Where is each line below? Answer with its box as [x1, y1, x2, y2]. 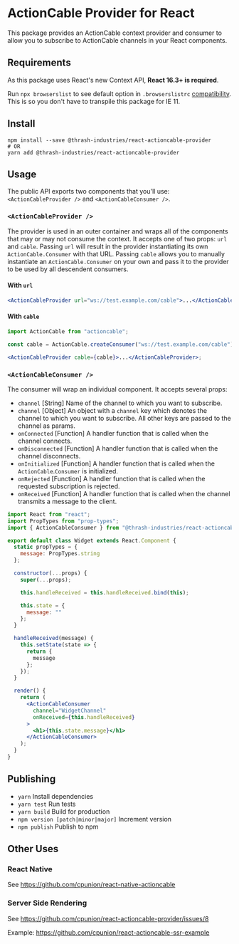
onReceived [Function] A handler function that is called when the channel [17, 489, 230, 498]
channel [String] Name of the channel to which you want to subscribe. [17, 399, 223, 407]
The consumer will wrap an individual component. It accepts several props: [7, 384, 228, 393]
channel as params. [17, 421, 76, 430]
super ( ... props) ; [20, 576, 72, 583]
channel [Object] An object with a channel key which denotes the [17, 406, 208, 414]
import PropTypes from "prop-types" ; [7, 518, 119, 525]
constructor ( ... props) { [14, 570, 87, 577]
